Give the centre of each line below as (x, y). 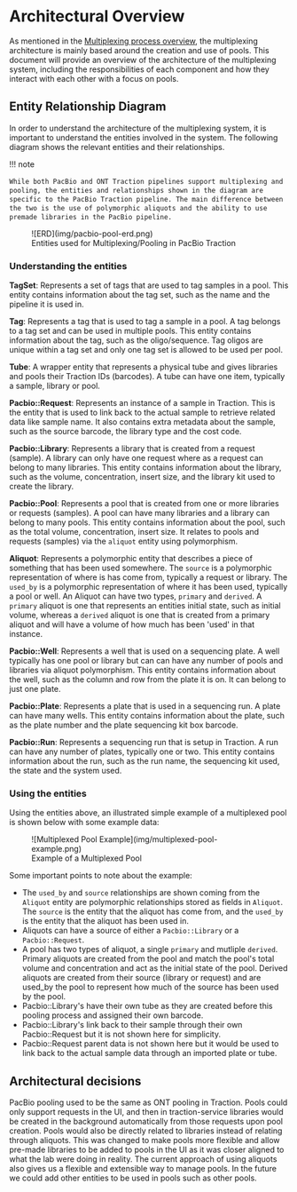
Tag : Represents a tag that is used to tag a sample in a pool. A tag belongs (145, 322)
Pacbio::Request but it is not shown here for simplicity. (121, 1034)
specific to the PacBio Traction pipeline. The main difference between (146, 199)
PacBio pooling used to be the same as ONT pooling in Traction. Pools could (148, 1102)
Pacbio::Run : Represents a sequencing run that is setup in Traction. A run (144, 743)
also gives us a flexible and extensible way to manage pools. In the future (143, 1169)
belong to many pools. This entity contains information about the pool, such (147, 522)
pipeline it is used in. (47, 305)
